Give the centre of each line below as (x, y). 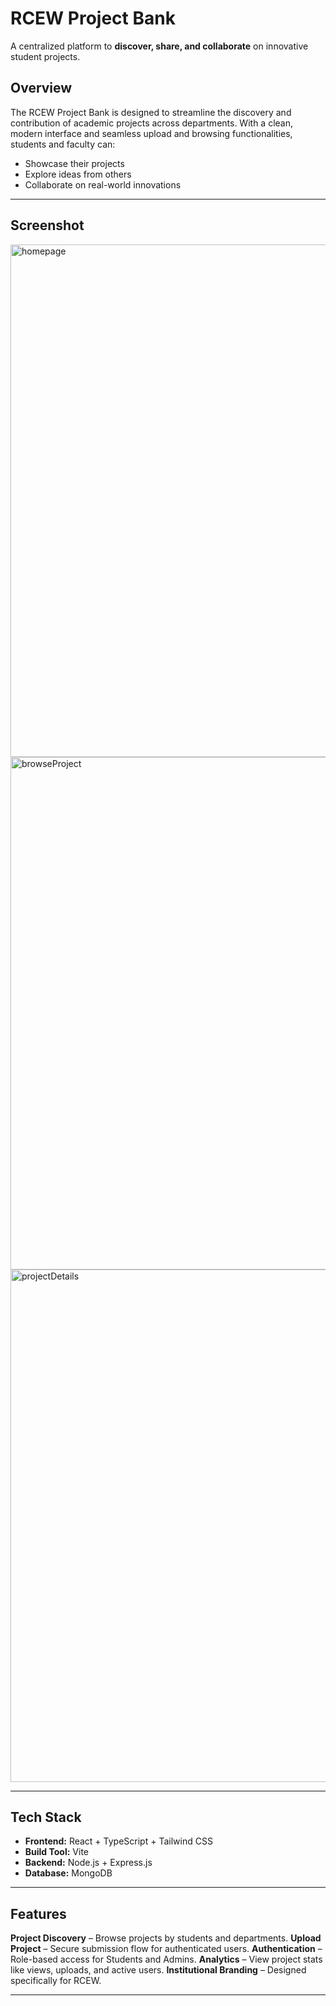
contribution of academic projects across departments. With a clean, (152, 123)
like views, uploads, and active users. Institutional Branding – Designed (158, 1970)
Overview (41, 88)
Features (38, 1913)
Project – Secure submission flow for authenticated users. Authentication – (166, 1949)
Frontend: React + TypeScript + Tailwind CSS (118, 1841)
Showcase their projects (74, 163)
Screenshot (47, 225)
